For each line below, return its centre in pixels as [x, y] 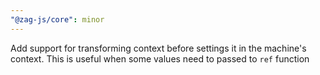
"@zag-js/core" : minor [57, 19]
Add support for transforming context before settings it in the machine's [158, 48]
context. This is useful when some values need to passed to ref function [160, 58]
